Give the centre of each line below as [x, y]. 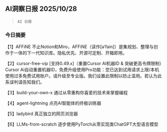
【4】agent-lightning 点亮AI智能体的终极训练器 [53, 103]
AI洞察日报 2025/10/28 [41, 9]
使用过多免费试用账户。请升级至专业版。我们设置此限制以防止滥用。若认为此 [83, 76]
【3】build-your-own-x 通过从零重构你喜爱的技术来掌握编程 [67, 93]
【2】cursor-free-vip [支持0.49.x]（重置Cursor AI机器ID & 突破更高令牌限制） [83, 64]
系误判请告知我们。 [25, 82]
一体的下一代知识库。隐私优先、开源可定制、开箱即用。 [70, 53]
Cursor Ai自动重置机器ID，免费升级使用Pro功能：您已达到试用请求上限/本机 [82, 70]
